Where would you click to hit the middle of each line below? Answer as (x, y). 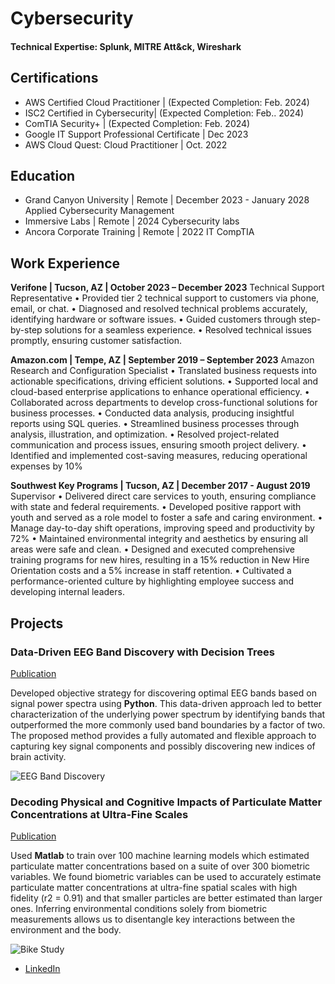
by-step (26, 330)
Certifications (54, 78)
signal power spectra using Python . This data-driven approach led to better (166, 703)
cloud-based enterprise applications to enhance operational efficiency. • (160, 392)
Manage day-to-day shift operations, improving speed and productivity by (162, 528)
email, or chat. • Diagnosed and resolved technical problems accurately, (159, 309)
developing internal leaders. (67, 592)
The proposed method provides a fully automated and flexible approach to (163, 735)
